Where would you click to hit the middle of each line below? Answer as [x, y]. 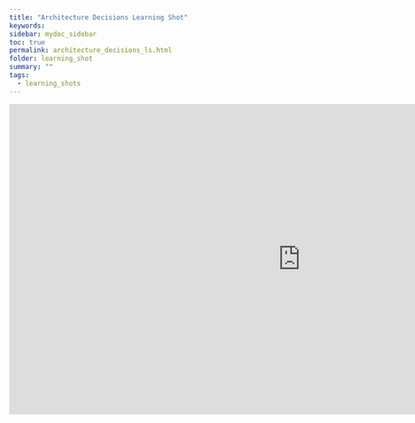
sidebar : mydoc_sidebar [53, 34]
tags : [19, 75]
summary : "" [31, 67]
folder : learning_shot [51, 59]
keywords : [27, 26]
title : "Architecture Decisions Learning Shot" [99, 17]
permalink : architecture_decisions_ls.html [91, 51]
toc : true [27, 42]
